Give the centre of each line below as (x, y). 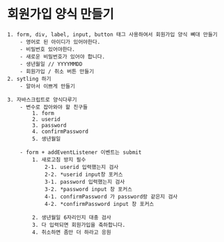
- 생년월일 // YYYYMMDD (51, 64)
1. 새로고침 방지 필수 (59, 160)
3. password (50, 125)
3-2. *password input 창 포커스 (88, 189)
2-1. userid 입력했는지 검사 (81, 167)
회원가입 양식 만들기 (61, 14)
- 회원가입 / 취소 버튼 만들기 (57, 71)
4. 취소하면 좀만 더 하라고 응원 (72, 232)
